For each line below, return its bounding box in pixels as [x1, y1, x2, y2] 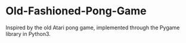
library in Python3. [5, 30, 51, 37]
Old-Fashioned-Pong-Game [5, 4, 147, 18]
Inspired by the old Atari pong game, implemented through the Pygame [5, 24, 180, 31]
